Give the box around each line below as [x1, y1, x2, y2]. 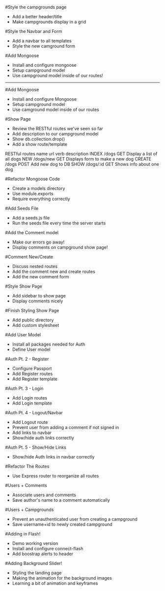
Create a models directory [12, 186, 65, 191]
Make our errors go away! [12, 239, 65, 245]
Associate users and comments [12, 492, 76, 498]
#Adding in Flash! [5, 531, 41, 537]
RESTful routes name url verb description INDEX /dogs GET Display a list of [5, 151, 158, 157]
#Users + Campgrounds [5, 507, 54, 512]
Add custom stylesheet [12, 322, 59, 328]
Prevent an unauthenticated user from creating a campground [12, 516, 137, 522]
